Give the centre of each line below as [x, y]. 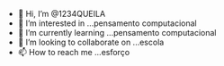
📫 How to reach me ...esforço [74, 52]
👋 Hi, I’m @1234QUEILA [62, 14]
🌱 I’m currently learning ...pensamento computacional [117, 33]
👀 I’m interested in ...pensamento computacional [107, 23]
